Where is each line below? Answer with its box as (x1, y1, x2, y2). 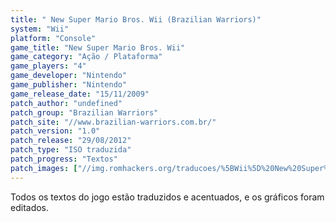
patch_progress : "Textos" (10, 154, 118, 164)
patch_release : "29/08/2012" (10, 136, 132, 146)
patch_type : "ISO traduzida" (10, 145, 132, 155)
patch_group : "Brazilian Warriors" (10, 107, 159, 118)
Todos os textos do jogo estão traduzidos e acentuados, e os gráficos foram (10, 191, 325, 203)
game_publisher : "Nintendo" (10, 80, 128, 90)
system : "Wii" (10, 24, 70, 34)
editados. (10, 201, 50, 213)
